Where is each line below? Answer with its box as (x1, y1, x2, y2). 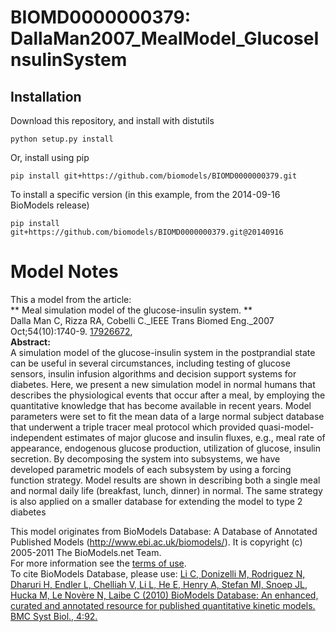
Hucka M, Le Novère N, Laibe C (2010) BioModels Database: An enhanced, (10, 589, 319, 601)
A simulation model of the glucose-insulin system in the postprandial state (10, 346, 316, 358)
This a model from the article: (10, 293, 132, 305)
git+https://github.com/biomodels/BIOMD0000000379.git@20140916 (10, 227, 284, 237)
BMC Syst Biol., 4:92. (10, 610, 98, 622)
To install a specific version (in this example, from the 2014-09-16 (10, 189, 281, 200)
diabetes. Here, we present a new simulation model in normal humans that (10, 378, 316, 390)
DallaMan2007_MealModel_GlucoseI (10, 27, 320, 50)
